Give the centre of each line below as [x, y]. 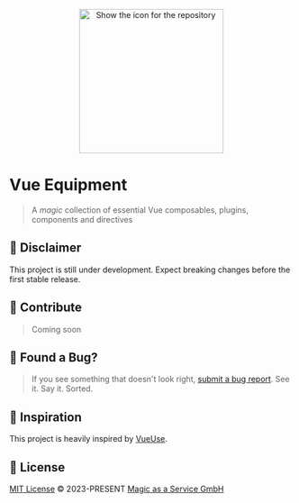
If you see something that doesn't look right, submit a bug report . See [160, 380]
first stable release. [45, 279]
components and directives [82, 219]
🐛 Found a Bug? [54, 357]
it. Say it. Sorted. [62, 389]
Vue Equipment [68, 185]
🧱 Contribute [46, 308]
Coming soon [56, 329]
